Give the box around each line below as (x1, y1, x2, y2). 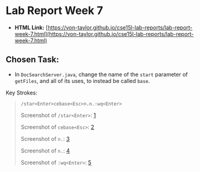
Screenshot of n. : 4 (20, 147, 70, 154)
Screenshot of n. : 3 (20, 135, 70, 142)
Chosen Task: (5, 54, 59, 65)
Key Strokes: (5, 89, 38, 96)
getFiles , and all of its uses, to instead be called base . (14, 77, 150, 84)
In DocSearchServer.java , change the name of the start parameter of (14, 71, 188, 78)
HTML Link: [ (14, 24, 48, 31)
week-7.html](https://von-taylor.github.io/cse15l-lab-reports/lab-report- (14, 30, 195, 37)
